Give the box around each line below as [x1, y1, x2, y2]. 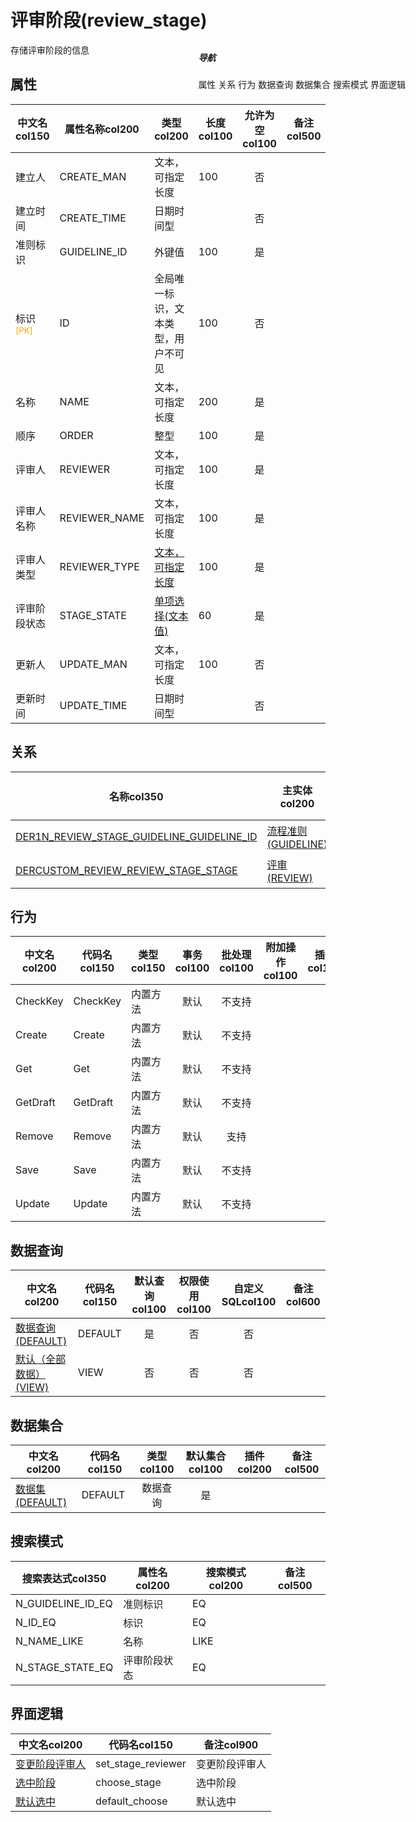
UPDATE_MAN [59, 657, 128, 671]
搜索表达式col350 [21, 1571, 107, 1585]
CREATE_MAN [59, 169, 127, 183]
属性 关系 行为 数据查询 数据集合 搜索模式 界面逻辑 [198, 78, 406, 90]
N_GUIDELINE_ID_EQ [15, 1596, 113, 1610]
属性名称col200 [64, 122, 140, 136]
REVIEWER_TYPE [59, 559, 140, 573]
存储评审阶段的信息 [10, 44, 90, 56]
